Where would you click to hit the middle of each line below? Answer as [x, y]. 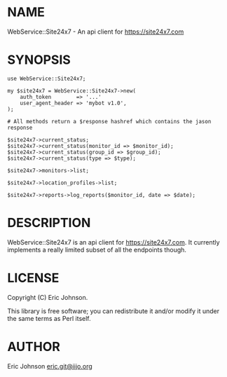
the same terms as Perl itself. [49, 318]
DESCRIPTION [49, 223]
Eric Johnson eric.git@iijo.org [50, 366]
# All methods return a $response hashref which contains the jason [109, 121]
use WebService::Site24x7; [47, 78]
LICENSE [33, 278]
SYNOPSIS [39, 60]
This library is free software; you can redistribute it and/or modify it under [113, 311]
